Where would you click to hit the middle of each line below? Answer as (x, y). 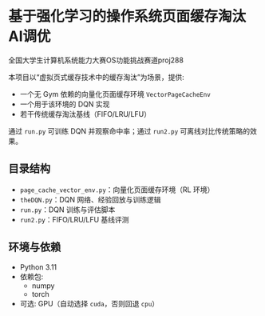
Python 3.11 (38, 267)
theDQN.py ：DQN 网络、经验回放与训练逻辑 (90, 199)
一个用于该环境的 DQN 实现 (65, 104)
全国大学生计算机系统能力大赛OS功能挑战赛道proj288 (96, 60)
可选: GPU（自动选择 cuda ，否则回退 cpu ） (89, 303)
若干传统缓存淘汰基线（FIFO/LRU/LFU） (85, 114)
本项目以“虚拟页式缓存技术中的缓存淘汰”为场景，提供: (97, 77)
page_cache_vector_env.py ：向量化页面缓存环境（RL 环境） (117, 190)
